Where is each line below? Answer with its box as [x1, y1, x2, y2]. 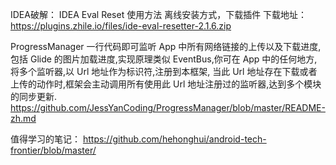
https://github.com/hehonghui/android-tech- [82, 133, 267, 145]
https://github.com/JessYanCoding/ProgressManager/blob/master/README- [10, 102, 326, 113]
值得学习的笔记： [10, 133, 81, 145]
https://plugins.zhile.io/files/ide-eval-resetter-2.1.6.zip [10, 20, 232, 32]
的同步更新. [10, 91, 58, 102]
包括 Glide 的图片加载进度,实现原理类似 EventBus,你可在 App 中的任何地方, [10, 53, 318, 65]
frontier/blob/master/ [10, 144, 97, 156]
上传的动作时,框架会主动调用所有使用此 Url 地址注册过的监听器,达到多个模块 [10, 78, 322, 90]
